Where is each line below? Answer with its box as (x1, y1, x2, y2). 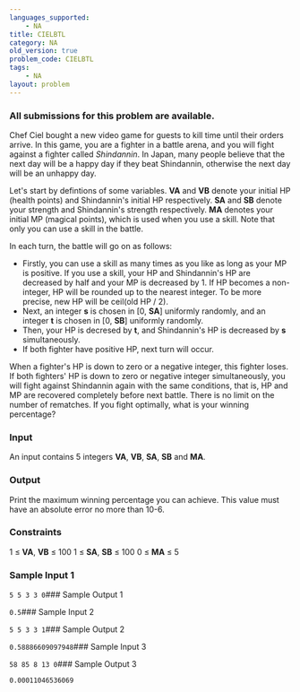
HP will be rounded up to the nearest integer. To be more (52, 286, 262, 297)
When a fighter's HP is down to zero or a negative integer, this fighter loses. (9, 360, 289, 372)
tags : (9, 64, 30, 73)
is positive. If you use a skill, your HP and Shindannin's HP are (21, 267, 251, 278)
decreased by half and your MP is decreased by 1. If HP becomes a (21, 277, 270, 288)
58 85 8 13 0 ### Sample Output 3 (9, 659, 137, 670)
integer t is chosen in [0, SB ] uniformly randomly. (21, 315, 204, 325)
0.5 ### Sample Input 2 (9, 607, 95, 618)
